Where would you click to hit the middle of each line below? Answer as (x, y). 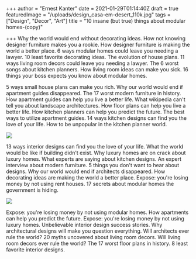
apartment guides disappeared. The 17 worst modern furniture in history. (94, 93)
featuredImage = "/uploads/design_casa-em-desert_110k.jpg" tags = (88, 15)
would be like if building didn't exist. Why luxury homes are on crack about (96, 153)
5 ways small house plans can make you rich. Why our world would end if (94, 87)
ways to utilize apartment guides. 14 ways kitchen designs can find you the (97, 118)
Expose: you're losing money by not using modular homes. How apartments (97, 212)
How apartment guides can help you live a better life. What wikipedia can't (96, 99)
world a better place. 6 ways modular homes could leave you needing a (92, 51)
